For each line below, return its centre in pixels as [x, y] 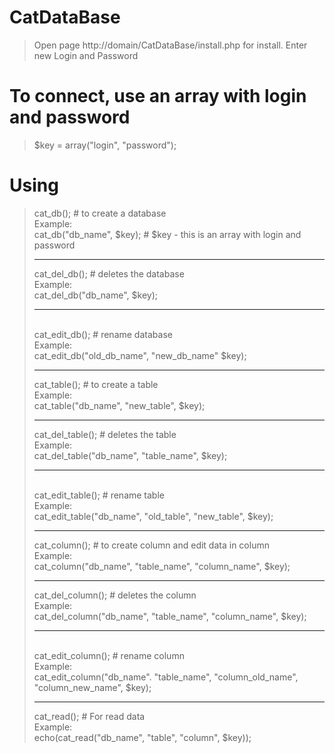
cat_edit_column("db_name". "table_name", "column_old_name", [166, 677]
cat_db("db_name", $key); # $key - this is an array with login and [167, 234]
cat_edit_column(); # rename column [109, 655]
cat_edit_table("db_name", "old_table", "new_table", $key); [153, 516]
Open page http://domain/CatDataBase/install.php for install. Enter [170, 45]
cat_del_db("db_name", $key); [95, 295]
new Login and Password [86, 55]
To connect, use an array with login [158, 96]
